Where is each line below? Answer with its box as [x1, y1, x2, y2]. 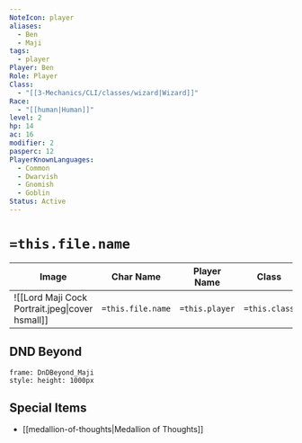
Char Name [111, 270, 162, 283]
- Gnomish [17, 181, 54, 190]
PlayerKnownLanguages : [9, 155, 94, 164]
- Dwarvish [17, 172, 58, 181]
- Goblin [17, 189, 50, 198]
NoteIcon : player [9, 13, 75, 22]
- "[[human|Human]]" [17, 105, 94, 114]
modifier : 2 [9, 138, 54, 147]
